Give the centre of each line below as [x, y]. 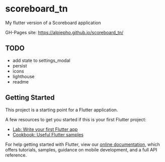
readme [20, 82]
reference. [16, 155]
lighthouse [23, 76]
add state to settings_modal [41, 60]
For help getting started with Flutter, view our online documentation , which [83, 144]
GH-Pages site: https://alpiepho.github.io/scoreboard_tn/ [64, 32]
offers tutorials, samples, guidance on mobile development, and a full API [81, 149]
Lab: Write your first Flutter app [45, 129]
